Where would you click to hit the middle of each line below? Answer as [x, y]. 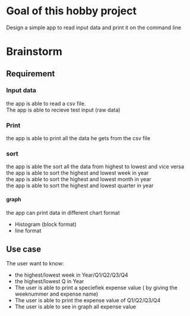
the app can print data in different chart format [63, 212]
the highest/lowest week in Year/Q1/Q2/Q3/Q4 [72, 275]
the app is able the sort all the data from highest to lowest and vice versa [95, 167]
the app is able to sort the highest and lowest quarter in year [80, 185]
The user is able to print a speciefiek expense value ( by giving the [96, 288]
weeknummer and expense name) [56, 294]
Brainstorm [34, 52]
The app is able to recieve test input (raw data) [63, 110]
